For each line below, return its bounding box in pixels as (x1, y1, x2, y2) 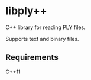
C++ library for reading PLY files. (5, 24, 86, 31)
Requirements (5, 52, 58, 63)
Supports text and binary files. (5, 35, 79, 42)
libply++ (5, 4, 48, 18)
